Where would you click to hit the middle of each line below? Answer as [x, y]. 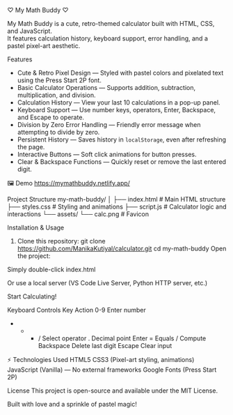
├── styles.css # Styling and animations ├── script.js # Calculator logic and [117, 206]
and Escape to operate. [51, 117]
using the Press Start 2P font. [59, 80]
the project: [34, 256]
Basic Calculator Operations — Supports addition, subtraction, [106, 88]
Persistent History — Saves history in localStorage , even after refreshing [122, 139]
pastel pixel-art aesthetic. [44, 46]
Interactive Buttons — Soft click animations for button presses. [107, 154]
